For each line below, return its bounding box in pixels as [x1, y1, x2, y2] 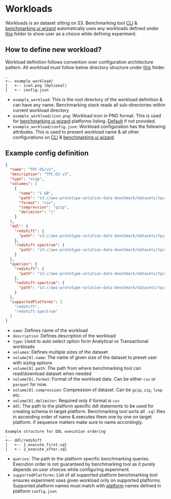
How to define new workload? [5, 45, 102, 54]
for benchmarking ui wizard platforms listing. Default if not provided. [12, 118, 156, 124]
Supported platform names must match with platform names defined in [12, 483, 161, 489]
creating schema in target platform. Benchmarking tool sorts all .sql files [12, 409, 165, 415]
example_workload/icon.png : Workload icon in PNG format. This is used [12, 112, 161, 118]
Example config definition [5, 149, 89, 158]
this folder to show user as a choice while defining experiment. [5, 30, 137, 37]
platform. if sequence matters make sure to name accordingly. [12, 419, 144, 425]
